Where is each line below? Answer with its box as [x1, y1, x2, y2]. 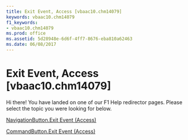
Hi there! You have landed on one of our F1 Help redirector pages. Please [6, 98, 183, 106]
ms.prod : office [6, 31, 46, 36]
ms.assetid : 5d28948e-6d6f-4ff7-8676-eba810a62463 [6, 36, 133, 42]
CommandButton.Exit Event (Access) [6, 128, 96, 135]
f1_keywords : [6, 19, 38, 25]
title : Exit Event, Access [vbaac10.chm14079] [6, 8, 122, 15]
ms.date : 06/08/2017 [6, 42, 57, 48]
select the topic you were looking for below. [6, 105, 112, 112]
